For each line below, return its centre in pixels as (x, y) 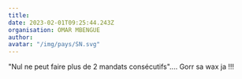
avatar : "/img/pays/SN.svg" (54, 45)
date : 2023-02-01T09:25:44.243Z (61, 23)
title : (19, 15)
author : (21, 37)
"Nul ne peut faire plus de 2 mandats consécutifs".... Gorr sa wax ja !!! (121, 66)
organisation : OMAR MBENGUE (54, 30)
